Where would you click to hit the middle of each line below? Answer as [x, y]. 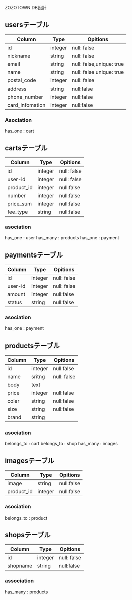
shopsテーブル [28, 535]
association [20, 581]
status [15, 302]
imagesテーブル [30, 460]
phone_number [25, 97]
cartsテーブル [26, 148]
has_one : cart [20, 131]
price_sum [20, 204]
